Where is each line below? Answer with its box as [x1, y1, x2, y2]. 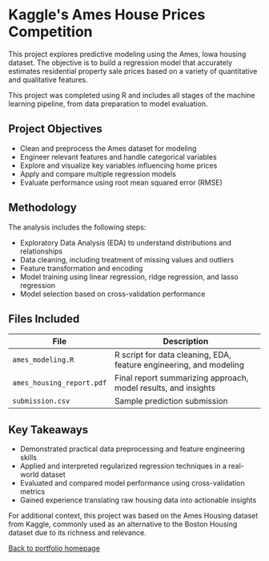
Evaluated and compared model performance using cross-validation [19, 478, 246, 488]
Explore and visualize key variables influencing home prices [19, 161, 218, 170]
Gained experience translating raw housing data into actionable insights [19, 495, 257, 505]
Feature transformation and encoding [19, 263, 143, 273]
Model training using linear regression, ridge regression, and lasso [19, 271, 239, 282]
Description [163, 335, 209, 347]
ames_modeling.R [12, 356, 74, 364]
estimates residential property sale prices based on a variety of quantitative [8, 66, 258, 75]
